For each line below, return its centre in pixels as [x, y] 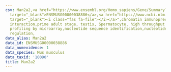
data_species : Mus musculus [35, 52]
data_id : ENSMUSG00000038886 [36, 43]
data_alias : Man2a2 [26, 39]
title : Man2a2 [20, 62]
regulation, [23, 33]
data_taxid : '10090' [27, 57]
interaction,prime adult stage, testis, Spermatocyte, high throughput [88, 24]
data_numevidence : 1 [27, 48]
